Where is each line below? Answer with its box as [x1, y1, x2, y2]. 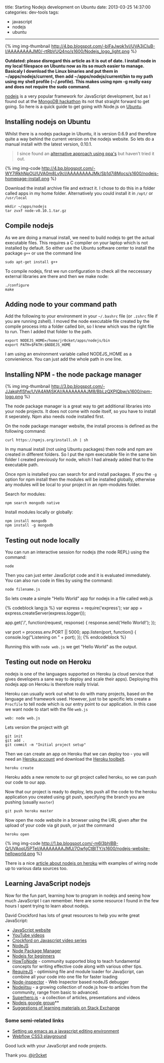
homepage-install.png [5, 175, 50, 181]
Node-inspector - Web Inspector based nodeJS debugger [12, 979, 129, 985]
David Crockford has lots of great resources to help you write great [5, 912, 140, 918]
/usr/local [5, 195, 27, 200]
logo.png [5, 394, 23, 400]
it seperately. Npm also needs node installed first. [5, 414, 105, 420]
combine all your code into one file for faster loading [12, 974, 118, 979]
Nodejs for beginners [12, 953, 55, 959]
